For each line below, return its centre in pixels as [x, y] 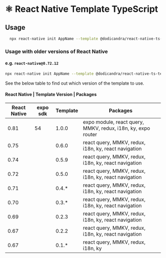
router [90, 135]
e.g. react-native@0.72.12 [32, 63]
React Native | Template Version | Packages [51, 95]
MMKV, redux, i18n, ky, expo [117, 128]
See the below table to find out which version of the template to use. [75, 83]
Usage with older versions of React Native [57, 52]
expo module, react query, [114, 122]
